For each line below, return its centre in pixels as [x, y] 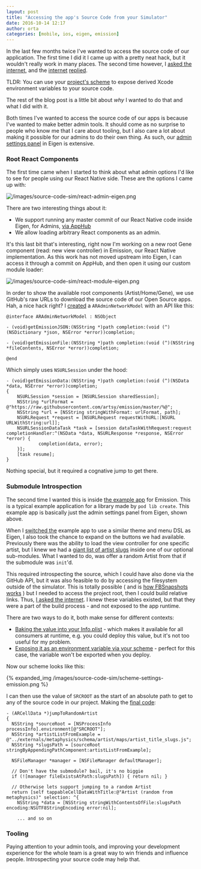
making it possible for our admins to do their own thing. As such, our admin [99, 137]
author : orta [22, 29]
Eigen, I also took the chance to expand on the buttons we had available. [96, 537]
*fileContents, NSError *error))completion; [63, 348]
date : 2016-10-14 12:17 [36, 23]
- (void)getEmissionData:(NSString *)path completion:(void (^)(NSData [97, 381]
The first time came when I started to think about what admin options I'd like [100, 172]
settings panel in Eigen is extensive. [50, 144]
